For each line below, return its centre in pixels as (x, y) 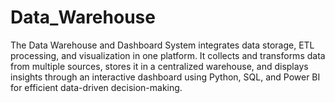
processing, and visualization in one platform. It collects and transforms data (168, 55)
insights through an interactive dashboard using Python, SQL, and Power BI (165, 77)
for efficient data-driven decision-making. (96, 87)
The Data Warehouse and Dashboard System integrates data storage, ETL (162, 45)
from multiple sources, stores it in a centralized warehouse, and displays (159, 66)
